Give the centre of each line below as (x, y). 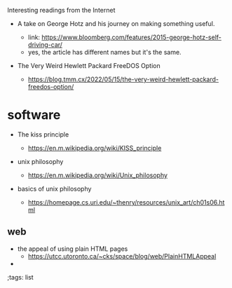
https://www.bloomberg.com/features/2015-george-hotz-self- (132, 37)
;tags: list (20, 277)
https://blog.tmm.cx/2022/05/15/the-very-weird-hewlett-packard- (123, 79)
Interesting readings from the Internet (61, 10)
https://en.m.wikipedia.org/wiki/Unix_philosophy (98, 175)
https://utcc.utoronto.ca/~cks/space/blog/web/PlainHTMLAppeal (122, 256)
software (34, 115)
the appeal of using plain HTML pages (73, 249)
